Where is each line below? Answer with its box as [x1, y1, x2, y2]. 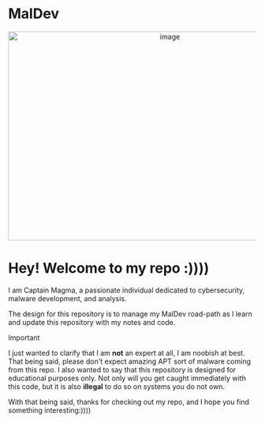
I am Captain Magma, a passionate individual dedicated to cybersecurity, [8, 285, 245, 295]
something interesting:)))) [8, 405, 91, 415]
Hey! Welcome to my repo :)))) [8, 259, 210, 278]
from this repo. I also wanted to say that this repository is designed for [8, 364, 237, 374]
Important [8, 333, 40, 342]
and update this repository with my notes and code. [8, 317, 176, 327]
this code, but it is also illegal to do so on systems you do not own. [8, 381, 226, 391]
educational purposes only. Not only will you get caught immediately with [8, 373, 246, 383]
